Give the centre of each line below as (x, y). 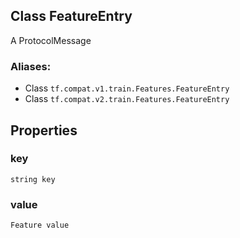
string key (33, 179)
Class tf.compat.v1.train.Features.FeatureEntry (127, 88)
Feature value (40, 225)
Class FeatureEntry (71, 16)
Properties (44, 130)
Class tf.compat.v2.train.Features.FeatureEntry (127, 99)
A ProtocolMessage (51, 40)
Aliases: (31, 66)
